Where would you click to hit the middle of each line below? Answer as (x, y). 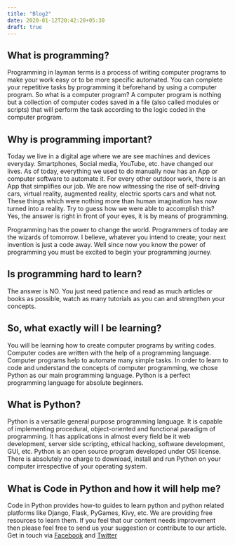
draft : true (25, 27)
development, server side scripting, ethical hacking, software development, (116, 444)
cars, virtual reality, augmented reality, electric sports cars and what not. (112, 193)
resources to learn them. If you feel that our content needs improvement (112, 521)
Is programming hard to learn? (75, 274)
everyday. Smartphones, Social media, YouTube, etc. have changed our (110, 164)
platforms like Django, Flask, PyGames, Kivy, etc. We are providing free (110, 513)
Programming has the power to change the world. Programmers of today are (118, 230)
